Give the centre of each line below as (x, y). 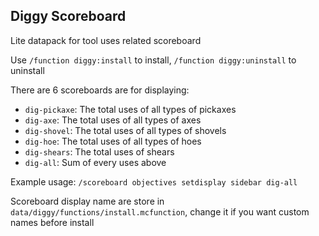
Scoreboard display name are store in (87, 201)
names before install (52, 222)
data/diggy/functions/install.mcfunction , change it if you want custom (160, 211)
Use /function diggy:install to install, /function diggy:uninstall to (153, 60)
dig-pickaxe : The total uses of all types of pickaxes (130, 109)
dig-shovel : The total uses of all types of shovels (125, 130)
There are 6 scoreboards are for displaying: (100, 90)
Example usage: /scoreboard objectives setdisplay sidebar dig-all (154, 181)
